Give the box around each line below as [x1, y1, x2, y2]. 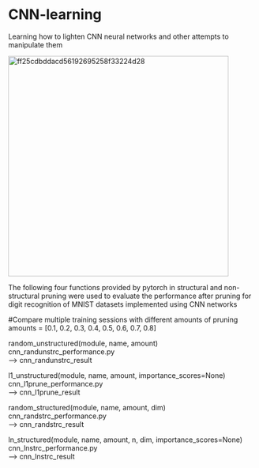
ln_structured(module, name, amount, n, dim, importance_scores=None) [8, 435, 243, 444]
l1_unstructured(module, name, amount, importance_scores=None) [8, 370, 226, 380]
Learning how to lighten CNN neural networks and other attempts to [8, 32, 229, 41]
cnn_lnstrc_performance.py [8, 443, 98, 452]
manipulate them [8, 40, 63, 49]
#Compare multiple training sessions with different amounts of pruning [8, 315, 238, 324]
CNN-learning [8, 6, 103, 24]
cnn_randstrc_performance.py [8, 411, 107, 421]
